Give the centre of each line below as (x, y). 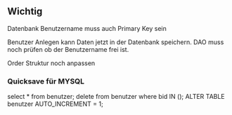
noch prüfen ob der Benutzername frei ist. (68, 49)
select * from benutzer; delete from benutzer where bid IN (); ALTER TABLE (116, 97)
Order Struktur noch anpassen (51, 63)
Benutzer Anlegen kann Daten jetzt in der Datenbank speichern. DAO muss (116, 42)
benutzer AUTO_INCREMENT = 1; (55, 104)
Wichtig (25, 12)
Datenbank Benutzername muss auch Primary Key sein (87, 28)
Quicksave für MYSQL (46, 81)
